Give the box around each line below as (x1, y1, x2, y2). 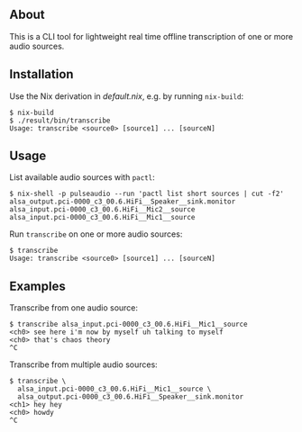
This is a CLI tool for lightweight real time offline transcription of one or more (9, 31, 294, 41)
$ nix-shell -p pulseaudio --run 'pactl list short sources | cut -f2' (9, 189, 284, 199)
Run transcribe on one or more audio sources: (9, 229, 183, 239)
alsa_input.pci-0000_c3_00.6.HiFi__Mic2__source (9, 205, 196, 214)
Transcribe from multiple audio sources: (9, 359, 158, 370)
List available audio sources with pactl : (9, 172, 155, 183)
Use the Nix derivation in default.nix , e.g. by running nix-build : (9, 90, 244, 102)
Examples (9, 278, 66, 293)
